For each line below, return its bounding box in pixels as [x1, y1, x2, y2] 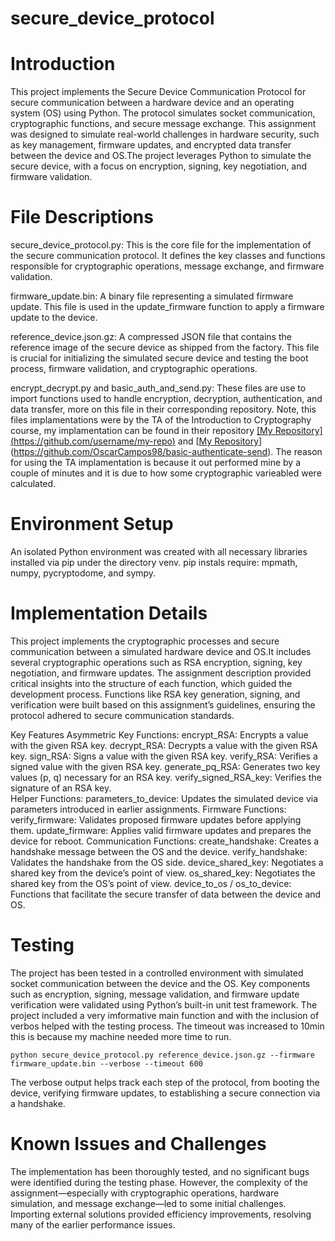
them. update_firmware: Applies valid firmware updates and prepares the [10, 824, 312, 836]
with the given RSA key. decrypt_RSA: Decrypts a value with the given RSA [10, 739, 318, 751]
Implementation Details [10, 602, 208, 625]
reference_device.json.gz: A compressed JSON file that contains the [10, 331, 292, 343]
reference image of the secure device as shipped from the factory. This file [10, 342, 320, 354]
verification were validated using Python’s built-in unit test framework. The [10, 998, 318, 1011]
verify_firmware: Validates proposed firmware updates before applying [10, 813, 302, 826]
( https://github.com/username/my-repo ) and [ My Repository [10, 435, 260, 447]
